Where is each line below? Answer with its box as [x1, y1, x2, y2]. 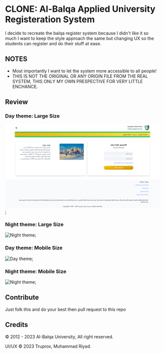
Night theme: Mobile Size [5, 268, 67, 275]
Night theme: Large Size [5, 221, 64, 228]
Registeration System [5, 14, 95, 25]
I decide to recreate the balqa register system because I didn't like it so [5, 30, 149, 36]
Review [5, 98, 28, 106]
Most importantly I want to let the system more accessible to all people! [12, 68, 157, 74]
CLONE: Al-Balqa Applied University [5, 3, 156, 15]
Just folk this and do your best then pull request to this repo [5, 306, 126, 312]
